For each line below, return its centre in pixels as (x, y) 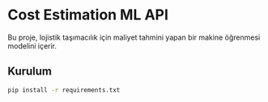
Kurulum (30, 72)
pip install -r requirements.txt (64, 90)
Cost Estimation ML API (88, 15)
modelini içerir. (32, 45)
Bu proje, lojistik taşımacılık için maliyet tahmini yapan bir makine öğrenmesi (134, 37)
